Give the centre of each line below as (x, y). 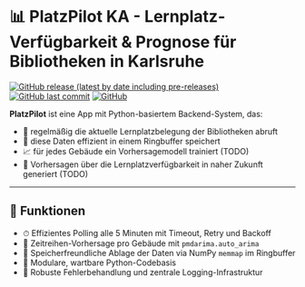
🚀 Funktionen (48, 211)
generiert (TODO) (55, 173)
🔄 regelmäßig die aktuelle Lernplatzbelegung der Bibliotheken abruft (150, 131)
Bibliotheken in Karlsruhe (107, 61)
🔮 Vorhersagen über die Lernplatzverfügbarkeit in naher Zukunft (143, 164)
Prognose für (186, 42)
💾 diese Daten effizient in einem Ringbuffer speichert (121, 141)
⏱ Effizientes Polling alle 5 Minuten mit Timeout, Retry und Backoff (147, 233)
